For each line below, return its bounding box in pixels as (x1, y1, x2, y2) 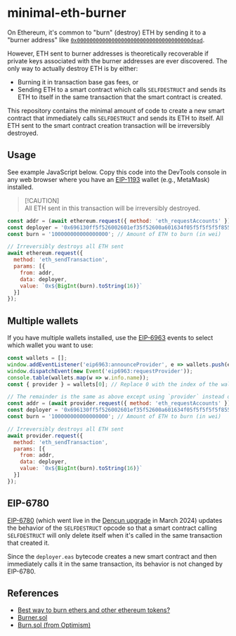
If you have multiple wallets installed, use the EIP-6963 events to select (7, 334, 214, 342)
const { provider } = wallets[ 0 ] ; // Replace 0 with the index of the (7, 381, 218, 388)
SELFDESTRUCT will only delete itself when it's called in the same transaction (7, 531, 223, 539)
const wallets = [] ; (7, 355, 68, 362)
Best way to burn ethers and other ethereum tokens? (17, 606, 171, 614)
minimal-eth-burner (7, 5, 126, 21)
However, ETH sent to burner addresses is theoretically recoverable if (7, 49, 209, 58)
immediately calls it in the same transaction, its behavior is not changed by (7, 559, 223, 568)
